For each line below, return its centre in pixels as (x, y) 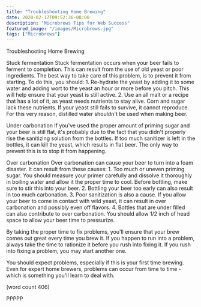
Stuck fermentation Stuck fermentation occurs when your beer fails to (93, 63)
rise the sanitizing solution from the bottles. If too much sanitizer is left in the (101, 138)
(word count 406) (28, 287)
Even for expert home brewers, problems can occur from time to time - (94, 269)
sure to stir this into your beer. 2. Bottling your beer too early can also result (100, 188)
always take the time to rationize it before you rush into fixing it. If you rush (98, 245)
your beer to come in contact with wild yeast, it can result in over (86, 201)
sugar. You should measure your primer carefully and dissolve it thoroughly (99, 175)
